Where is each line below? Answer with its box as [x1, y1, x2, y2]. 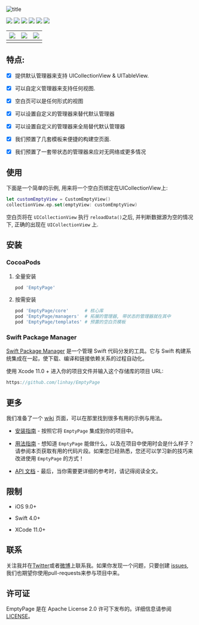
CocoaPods [6, 258, 41, 267]
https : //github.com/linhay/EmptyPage [6, 380, 100, 386]
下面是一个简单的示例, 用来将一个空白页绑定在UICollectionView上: [6, 184, 169, 192]
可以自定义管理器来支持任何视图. [14, 84, 96, 92]
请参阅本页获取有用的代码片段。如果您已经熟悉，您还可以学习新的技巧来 [14, 447, 193, 454]
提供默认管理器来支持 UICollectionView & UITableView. [14, 72, 149, 79]
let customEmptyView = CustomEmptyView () [6, 196, 111, 202]
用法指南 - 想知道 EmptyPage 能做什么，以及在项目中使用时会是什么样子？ [14, 439, 194, 447]
